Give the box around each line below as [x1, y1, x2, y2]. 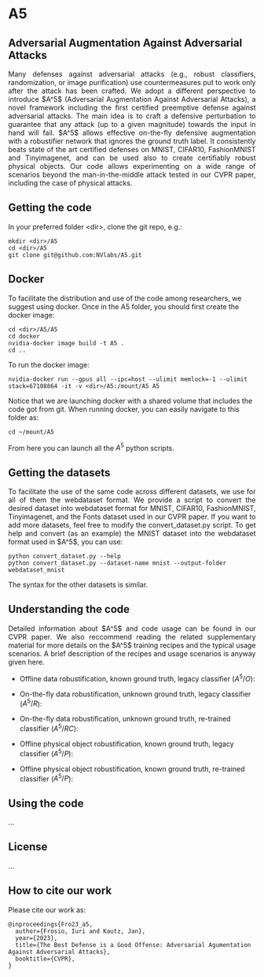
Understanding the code [8, 602, 130, 616]
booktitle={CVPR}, [15, 955, 76, 963]
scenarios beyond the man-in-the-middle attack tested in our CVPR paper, [8, 170, 256, 179]
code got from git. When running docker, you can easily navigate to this [8, 404, 240, 414]
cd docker [8, 332, 41, 340]
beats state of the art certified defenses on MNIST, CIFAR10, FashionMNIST [8, 145, 256, 154]
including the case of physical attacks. [8, 178, 133, 188]
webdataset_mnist [8, 566, 65, 574]
